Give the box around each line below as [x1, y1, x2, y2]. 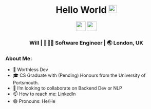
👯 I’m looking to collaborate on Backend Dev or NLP [12, 85, 122, 91]
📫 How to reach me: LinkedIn [12, 91, 76, 97]
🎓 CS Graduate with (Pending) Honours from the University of [12, 72, 146, 78]
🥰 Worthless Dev [12, 67, 48, 73]
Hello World [55, 4, 107, 16]
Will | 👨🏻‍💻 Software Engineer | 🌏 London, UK [29, 39, 144, 46]
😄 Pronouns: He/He [12, 98, 55, 104]
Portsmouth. [12, 80, 40, 86]
